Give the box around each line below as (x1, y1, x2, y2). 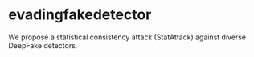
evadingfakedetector (8, 6, 152, 24)
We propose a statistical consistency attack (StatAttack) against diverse (8, 32, 247, 42)
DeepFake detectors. (8, 40, 78, 50)
